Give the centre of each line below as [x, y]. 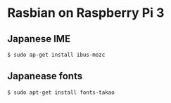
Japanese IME [39, 39]
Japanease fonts [45, 76]
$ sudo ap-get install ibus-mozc [56, 55]
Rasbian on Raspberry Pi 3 [86, 13]
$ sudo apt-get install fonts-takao [61, 92]
